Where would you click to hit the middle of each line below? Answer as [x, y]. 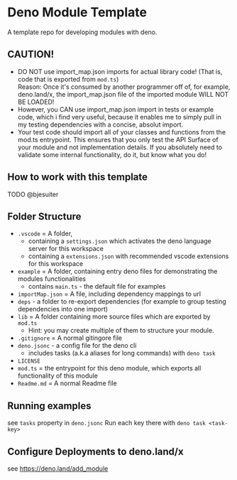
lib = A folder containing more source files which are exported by [114, 316]
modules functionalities [52, 279]
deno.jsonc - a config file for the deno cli [77, 346]
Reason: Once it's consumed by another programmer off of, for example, [124, 87]
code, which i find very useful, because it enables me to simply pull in [120, 117]
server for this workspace [66, 249]
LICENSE [29, 361]
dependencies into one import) [63, 309]
